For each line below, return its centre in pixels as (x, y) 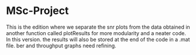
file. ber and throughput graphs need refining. (61, 46)
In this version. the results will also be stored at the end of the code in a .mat (98, 39)
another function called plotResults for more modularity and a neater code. (96, 33)
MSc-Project (37, 11)
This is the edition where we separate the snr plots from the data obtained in (98, 27)
